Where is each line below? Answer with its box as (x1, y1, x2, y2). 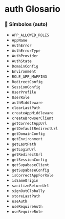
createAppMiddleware (11, 111, 54, 116)
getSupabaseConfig (11, 168, 49, 173)
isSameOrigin (11, 178, 39, 183)
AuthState (11, 59, 32, 64)
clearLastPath (11, 106, 41, 110)
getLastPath (11, 142, 36, 147)
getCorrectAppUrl (11, 121, 47, 126)
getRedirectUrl (11, 153, 43, 157)
